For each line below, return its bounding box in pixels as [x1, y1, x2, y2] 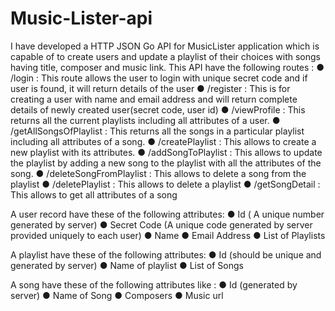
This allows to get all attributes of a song [10, 188, 178, 201]
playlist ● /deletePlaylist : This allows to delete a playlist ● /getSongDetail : [10, 178, 321, 190]
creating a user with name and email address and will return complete [10, 93, 298, 105]
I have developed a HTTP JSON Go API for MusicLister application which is [10, 40, 320, 52]
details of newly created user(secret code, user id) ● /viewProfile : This [10, 103, 306, 116]
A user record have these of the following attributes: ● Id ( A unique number [10, 208, 325, 220]
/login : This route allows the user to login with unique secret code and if [10, 72, 308, 84]
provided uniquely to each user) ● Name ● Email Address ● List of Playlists [10, 229, 326, 241]
